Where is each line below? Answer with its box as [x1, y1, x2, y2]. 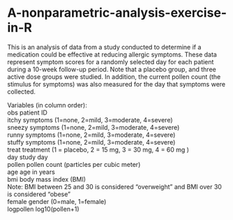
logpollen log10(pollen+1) [7, 205, 80, 213]
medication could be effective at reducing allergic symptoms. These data [7, 50, 218, 59]
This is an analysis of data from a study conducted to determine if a [7, 43, 202, 51]
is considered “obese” [7, 190, 71, 198]
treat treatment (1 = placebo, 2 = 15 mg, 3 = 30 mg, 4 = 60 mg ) [7, 145, 190, 154]
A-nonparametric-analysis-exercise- [7, 5, 227, 21]
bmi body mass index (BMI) [7, 175, 86, 183]
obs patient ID [7, 108, 47, 117]
